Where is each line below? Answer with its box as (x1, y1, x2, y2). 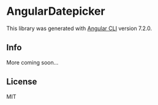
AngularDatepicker (6, 4, 105, 18)
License (6, 77, 37, 87)
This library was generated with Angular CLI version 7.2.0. (6, 25, 152, 32)
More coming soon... (6, 58, 59, 66)
